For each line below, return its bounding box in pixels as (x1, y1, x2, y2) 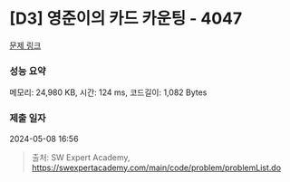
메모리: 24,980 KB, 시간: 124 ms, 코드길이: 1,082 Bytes (9, 87, 208, 98)
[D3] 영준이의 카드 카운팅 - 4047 (9, 8, 243, 29)
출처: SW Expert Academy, (31, 151, 130, 163)
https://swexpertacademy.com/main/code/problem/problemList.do (31, 162, 282, 173)
